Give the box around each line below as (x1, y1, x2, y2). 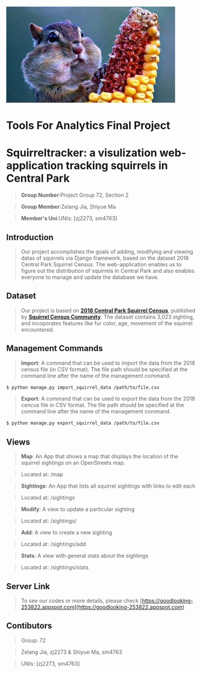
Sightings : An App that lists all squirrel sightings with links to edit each (20, 482, 196, 489)
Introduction (6, 232, 54, 242)
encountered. (20, 326, 55, 333)
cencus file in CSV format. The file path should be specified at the (20, 401, 184, 408)
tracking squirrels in (65, 159, 168, 173)
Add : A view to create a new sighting (20, 529, 113, 536)
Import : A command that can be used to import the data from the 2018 (20, 359, 196, 366)
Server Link (6, 581, 50, 591)
